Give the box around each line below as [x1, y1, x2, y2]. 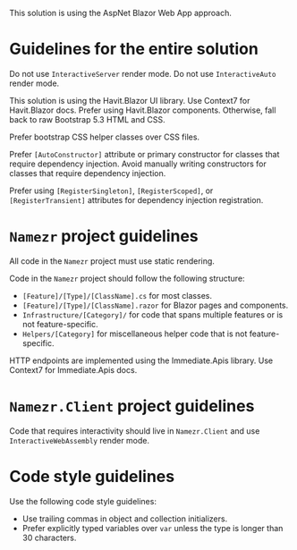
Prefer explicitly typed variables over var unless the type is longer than [21, 522, 284, 533]
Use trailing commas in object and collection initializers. [21, 513, 228, 524]
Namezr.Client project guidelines [9, 396, 255, 417]
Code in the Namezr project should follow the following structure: [9, 273, 245, 283]
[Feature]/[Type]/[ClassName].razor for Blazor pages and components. [21, 300, 289, 310]
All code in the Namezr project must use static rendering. [9, 255, 215, 267]
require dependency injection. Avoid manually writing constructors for [9, 158, 267, 169]
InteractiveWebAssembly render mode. [9, 435, 150, 445]
